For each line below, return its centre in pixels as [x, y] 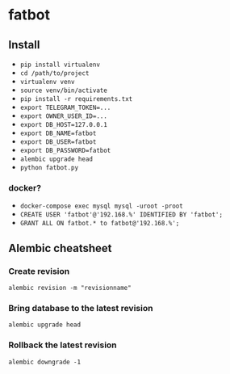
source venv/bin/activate [63, 90]
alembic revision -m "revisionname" [70, 288]
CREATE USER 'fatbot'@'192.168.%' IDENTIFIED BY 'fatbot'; [121, 215]
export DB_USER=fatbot [58, 142]
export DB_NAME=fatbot [58, 133]
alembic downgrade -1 [45, 362]
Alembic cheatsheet [60, 248]
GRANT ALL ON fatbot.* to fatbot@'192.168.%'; [100, 224]
